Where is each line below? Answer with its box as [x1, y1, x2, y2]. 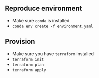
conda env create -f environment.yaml [12, 24, 93, 29]
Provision [5, 37, 35, 46]
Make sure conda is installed [12, 17, 70, 23]
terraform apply [12, 67, 46, 72]
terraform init [12, 57, 44, 62]
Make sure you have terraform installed [12, 50, 94, 57]
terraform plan [12, 62, 44, 67]
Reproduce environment [5, 4, 82, 13]
